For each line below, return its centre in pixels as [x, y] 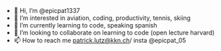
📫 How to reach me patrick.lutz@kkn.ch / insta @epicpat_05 [100, 40]
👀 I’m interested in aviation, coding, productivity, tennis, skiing [102, 18]
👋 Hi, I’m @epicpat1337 [47, 11]
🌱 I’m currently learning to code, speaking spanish [85, 25]
